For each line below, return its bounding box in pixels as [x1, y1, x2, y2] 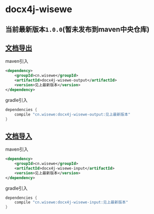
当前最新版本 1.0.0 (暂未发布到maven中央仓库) [5, 25, 150, 33]
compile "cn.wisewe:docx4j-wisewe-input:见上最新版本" [14, 200, 129, 205]
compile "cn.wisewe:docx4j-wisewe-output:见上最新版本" [14, 112, 131, 117]
